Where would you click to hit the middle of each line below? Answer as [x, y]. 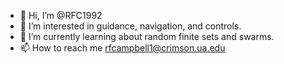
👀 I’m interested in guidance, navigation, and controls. [130, 26]
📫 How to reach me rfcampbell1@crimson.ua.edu [122, 48]
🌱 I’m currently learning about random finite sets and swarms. [147, 36]
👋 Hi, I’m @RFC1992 [61, 15]
